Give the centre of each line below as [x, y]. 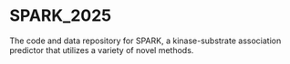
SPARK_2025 [61, 16]
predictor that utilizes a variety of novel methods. [102, 50]
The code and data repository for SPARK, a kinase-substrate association [145, 41]
